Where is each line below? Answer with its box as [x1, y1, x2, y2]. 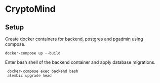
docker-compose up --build [5, 51, 61, 55]
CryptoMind [5, 3, 56, 15]
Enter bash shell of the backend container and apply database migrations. [5, 59, 156, 65]
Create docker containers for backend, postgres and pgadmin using [5, 36, 143, 42]
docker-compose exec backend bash [7, 69, 79, 74]
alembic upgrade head [7, 73, 52, 78]
